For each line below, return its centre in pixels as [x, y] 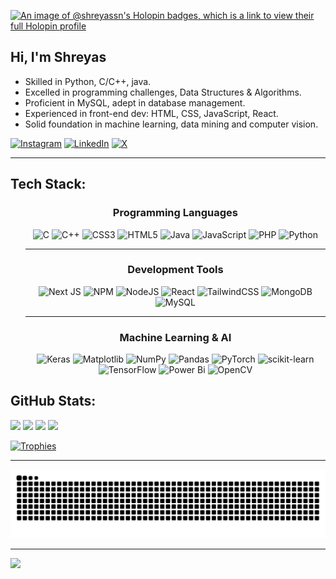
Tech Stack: [48, 184]
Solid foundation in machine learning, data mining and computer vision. [171, 124]
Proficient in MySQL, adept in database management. [135, 102]
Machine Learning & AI [175, 337]
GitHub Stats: [53, 401]
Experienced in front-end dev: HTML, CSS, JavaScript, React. [151, 113]
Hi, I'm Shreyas [58, 57]
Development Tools [175, 270]
